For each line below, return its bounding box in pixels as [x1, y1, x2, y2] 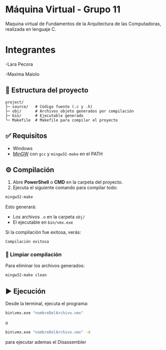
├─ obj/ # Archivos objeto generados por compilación [5, 108, 134, 114]
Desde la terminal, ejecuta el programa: [5, 301, 89, 307]
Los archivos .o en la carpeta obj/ [12, 214, 86, 220]
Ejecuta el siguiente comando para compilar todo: [12, 185, 118, 191]
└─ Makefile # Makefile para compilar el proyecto [5, 117, 118, 123]
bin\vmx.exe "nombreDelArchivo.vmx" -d [5, 330, 91, 335]
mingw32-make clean [5, 272, 47, 278]
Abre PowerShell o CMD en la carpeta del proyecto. [12, 179, 123, 186]
